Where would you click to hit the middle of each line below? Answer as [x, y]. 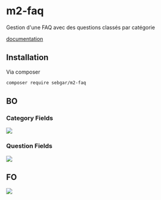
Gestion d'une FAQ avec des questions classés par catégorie [81, 27]
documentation [25, 39]
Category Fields [30, 118]
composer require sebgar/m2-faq [46, 82]
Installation [27, 58]
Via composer [23, 72]
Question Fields [29, 146]
